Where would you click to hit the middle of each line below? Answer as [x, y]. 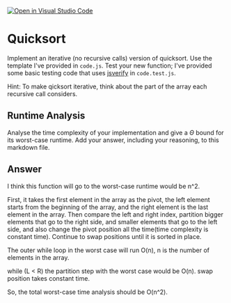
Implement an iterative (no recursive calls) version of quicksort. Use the [110, 58]
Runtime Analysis [46, 116]
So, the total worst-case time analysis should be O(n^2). [88, 292]
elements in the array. [38, 257]
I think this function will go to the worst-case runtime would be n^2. [104, 186]
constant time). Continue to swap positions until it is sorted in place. [104, 236]
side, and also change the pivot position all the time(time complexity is [108, 229]
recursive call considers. [42, 93]
